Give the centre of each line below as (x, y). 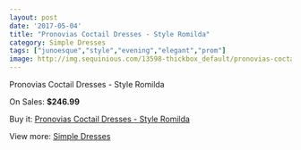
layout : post (34, 17)
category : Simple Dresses (57, 42)
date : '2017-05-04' (46, 26)
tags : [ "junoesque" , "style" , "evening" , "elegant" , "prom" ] (118, 51)
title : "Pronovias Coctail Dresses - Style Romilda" (110, 34)
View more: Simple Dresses (60, 136)
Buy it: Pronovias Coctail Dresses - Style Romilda (100, 119)
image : (21, 59)
